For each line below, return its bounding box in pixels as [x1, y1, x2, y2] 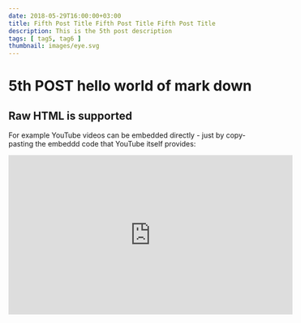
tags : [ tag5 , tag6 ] [8, 34, 82, 43]
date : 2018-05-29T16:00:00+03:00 [8, 11, 122, 20]
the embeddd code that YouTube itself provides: [35, 139, 196, 149]
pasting [8, 139, 34, 149]
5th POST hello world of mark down [8, 77, 252, 96]
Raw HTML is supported [8, 108, 132, 122]
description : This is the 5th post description [8, 27, 173, 35]
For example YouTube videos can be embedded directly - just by [8, 130, 225, 140]
